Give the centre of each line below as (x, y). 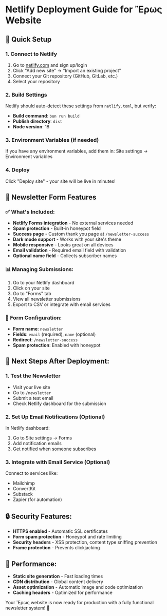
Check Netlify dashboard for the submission (59, 403)
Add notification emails (37, 444)
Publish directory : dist (38, 121)
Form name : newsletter (38, 329)
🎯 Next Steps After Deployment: (57, 361)
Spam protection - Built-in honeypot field (57, 228)
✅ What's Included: (30, 212)
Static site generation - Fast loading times (58, 576)
